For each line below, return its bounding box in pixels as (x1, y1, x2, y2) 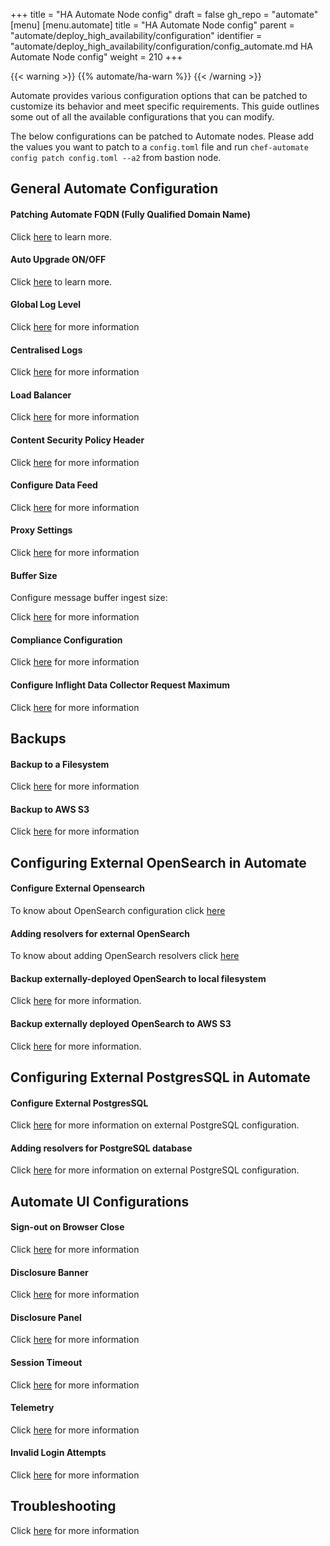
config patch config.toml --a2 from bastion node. (10, 152, 222, 163)
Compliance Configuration (10, 634, 123, 646)
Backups (10, 730, 67, 748)
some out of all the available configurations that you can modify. (10, 111, 275, 123)
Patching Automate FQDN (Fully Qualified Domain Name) (10, 208, 252, 220)
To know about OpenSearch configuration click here (10, 905, 226, 917)
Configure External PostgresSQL (10, 1097, 149, 1109)
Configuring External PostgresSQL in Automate (10, 1069, 311, 1086)
